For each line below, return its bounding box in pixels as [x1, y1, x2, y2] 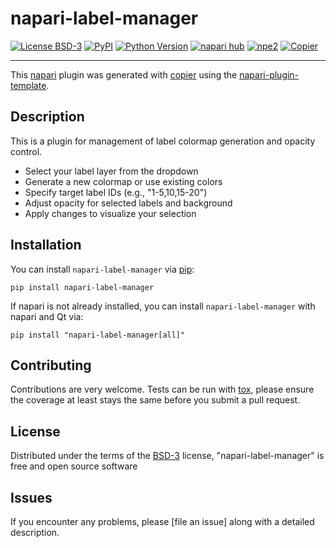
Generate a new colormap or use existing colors [24, 175, 223, 187]
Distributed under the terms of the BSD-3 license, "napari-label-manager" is [10, 450, 325, 462]
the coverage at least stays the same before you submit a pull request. [10, 394, 301, 406]
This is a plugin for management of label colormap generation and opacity [10, 135, 316, 147]
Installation [10, 237, 82, 254]
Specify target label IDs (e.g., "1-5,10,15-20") [24, 186, 208, 198]
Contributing [10, 357, 92, 374]
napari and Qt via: [10, 310, 84, 322]
